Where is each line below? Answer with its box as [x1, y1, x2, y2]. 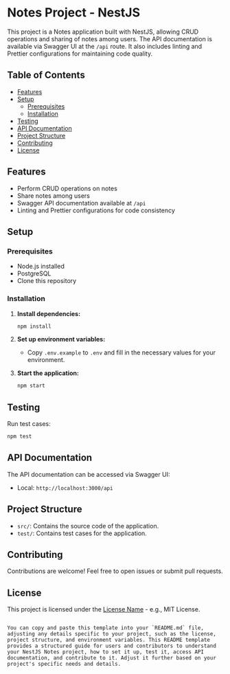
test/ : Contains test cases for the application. [16, 529, 148, 537]
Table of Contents [7, 69, 86, 81]
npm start [16, 383, 46, 390]
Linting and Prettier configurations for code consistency [16, 206, 175, 214]
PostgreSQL [16, 269, 51, 278]
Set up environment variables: [16, 335, 106, 344]
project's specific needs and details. [7, 661, 122, 668]
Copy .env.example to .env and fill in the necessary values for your [27, 348, 216, 357]
